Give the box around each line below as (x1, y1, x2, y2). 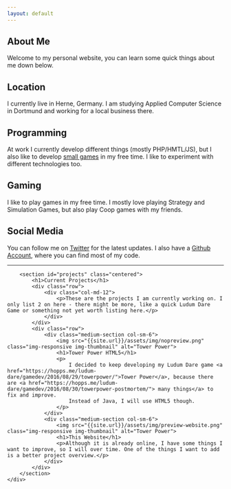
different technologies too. (7, 160, 82, 168)
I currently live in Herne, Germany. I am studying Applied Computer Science (7, 99, 222, 108)
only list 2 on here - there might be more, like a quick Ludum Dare (7, 301, 211, 308)
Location (7, 81, 46, 93)
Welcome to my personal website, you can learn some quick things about (7, 54, 215, 62)
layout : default (7, 10, 54, 17)
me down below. (7, 61, 54, 70)
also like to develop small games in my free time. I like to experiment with (7, 152, 214, 161)
